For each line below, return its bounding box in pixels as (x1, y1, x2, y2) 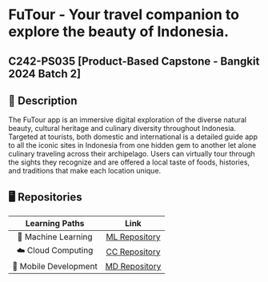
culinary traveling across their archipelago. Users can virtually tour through (8, 149, 256, 159)
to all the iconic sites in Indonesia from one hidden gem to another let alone (8, 141, 257, 150)
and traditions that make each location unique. (8, 166, 162, 176)
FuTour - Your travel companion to (8, 6, 240, 24)
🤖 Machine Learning (17, 232, 94, 243)
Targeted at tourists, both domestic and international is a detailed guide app (8, 132, 258, 141)
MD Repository (105, 261, 162, 272)
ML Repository (106, 232, 161, 243)
